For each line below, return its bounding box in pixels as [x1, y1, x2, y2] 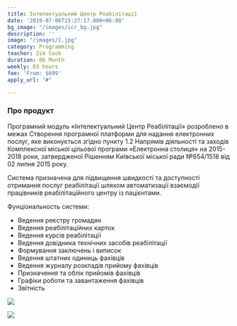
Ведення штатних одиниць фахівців [17, 253, 125, 262]
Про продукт [7, 106, 54, 116]
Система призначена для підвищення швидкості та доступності [7, 173, 200, 181]
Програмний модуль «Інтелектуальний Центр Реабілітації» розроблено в [7, 122, 229, 130]
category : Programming [7, 43, 74, 50]
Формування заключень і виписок [17, 246, 122, 254]
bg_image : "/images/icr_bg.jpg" [7, 23, 103, 30]
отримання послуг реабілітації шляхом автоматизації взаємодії [7, 181, 200, 189]
